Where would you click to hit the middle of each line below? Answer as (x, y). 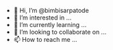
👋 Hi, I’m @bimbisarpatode (51, 10)
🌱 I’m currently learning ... (50, 25)
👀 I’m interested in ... (42, 18)
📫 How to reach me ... (45, 40)
